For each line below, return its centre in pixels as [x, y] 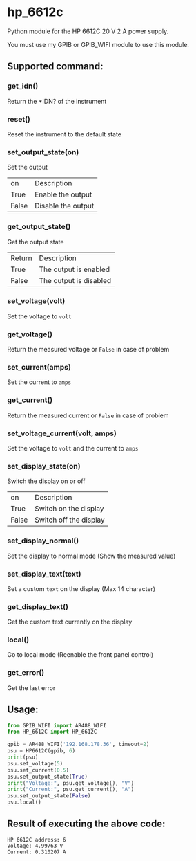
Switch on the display [69, 509]
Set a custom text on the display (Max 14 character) [81, 588]
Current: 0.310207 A [37, 852]
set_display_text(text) [44, 574]
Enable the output [63, 194]
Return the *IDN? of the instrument [57, 101]
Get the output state [36, 242]
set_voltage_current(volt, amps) [62, 433]
